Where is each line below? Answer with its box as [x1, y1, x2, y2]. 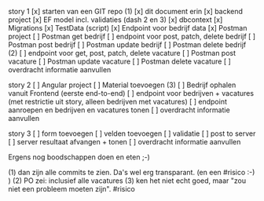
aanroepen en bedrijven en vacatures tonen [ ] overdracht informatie [8, 105, 230, 115]
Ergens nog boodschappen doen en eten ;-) [8, 152, 151, 162]
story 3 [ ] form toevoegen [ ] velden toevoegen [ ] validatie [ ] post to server [8, 129, 256, 138]
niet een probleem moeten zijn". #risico [8, 185, 135, 193]
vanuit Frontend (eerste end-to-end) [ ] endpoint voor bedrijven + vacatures [8, 89, 254, 97]
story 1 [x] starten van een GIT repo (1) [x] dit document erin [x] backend [8, 7, 244, 16]
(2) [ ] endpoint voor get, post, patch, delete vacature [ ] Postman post [8, 49, 236, 57]
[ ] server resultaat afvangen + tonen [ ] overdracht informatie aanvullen [8, 137, 241, 146]
